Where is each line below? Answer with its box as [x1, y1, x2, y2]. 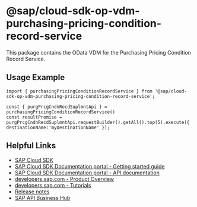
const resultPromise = [6, 114, 62, 120]
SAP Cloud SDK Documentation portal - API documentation [14, 169, 160, 176]
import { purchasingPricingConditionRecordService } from [6, 88, 152, 94]
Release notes [14, 188, 50, 195]
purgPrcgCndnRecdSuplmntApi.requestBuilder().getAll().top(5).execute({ [6, 119, 190, 125]
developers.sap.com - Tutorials [14, 181, 91, 189]
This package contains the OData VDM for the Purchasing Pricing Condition [6, 49, 192, 56]
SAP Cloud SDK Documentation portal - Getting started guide [14, 163, 165, 170]
